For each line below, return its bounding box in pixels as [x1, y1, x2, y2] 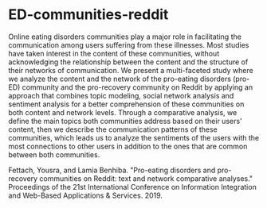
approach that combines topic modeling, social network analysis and [8, 91, 234, 100]
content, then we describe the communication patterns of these [8, 125, 218, 134]
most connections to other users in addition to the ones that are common [8, 141, 248, 151]
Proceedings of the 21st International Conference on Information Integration [8, 182, 257, 191]
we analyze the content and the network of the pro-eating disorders [8, 74, 231, 83]
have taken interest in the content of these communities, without [8, 48, 220, 58]
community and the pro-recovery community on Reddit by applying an [22, 82, 253, 92]
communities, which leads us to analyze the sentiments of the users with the [8, 133, 260, 142]
